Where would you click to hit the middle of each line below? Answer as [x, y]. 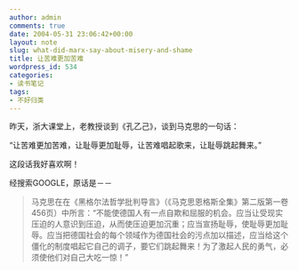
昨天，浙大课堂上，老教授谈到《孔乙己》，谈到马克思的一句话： [124, 126]
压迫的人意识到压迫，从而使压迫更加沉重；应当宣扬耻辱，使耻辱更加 [156, 224]
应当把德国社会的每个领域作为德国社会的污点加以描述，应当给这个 [168, 235]
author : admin [36, 17]
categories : [31, 76]
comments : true [37, 26]
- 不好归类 [27, 100]
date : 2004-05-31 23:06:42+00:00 [71, 34]
